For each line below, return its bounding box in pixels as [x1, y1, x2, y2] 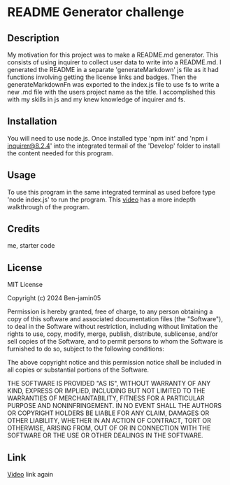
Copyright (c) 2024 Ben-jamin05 [7, 294, 101, 302]
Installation [7, 115, 57, 127]
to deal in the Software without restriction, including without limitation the [7, 323, 218, 331]
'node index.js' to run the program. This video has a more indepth [7, 195, 196, 204]
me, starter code [7, 241, 55, 250]
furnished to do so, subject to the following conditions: [7, 344, 164, 353]
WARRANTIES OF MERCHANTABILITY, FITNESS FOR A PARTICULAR [7, 394, 205, 402]
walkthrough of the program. [7, 202, 90, 211]
